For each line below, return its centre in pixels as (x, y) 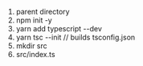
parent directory (43, 12)
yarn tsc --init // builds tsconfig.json (76, 37)
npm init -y (34, 20)
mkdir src (32, 46)
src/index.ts (35, 54)
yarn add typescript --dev (59, 29)
